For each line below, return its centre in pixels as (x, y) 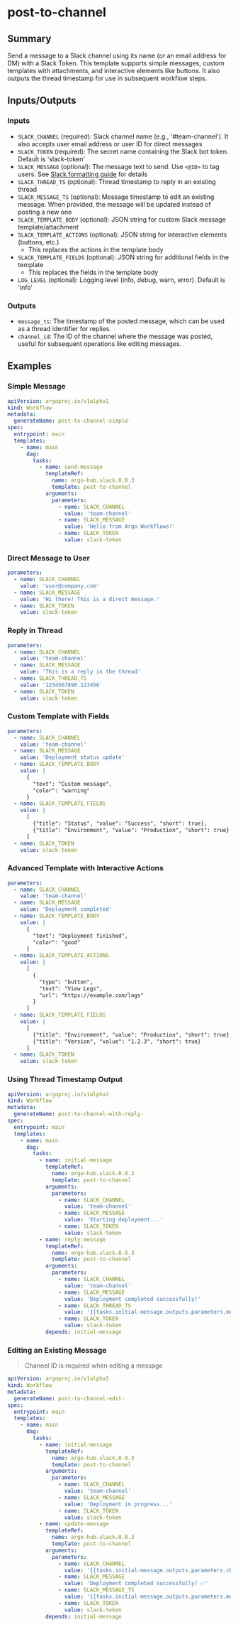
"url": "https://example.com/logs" (91, 995)
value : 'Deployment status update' (73, 757)
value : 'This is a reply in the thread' (80, 672)
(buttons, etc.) (38, 242)
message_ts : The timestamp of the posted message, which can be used (121, 321)
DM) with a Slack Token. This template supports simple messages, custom (116, 63)
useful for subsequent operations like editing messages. (100, 344)
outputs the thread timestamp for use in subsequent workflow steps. (107, 78)
